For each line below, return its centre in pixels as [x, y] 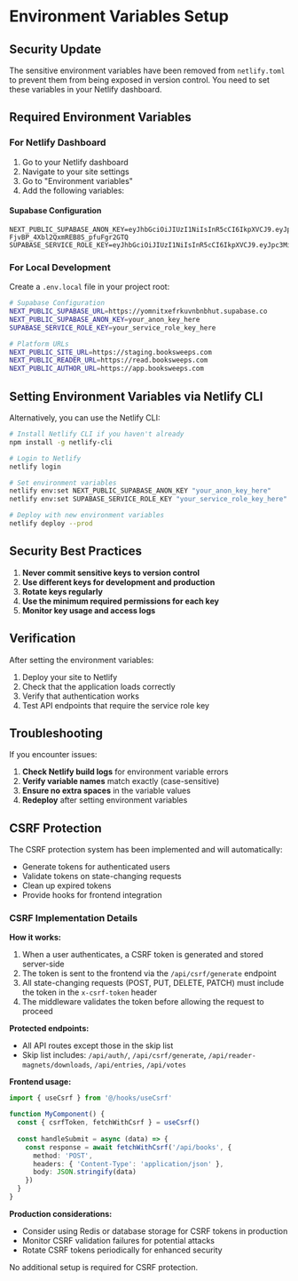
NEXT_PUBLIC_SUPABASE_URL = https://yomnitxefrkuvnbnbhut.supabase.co [138, 312]
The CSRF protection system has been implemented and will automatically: [146, 850]
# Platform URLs [39, 344]
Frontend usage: [40, 1082]
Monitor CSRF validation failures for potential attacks [118, 1240]
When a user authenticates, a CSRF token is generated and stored [143, 955]
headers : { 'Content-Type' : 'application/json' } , [128, 1164]
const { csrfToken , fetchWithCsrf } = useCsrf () [109, 1123]
